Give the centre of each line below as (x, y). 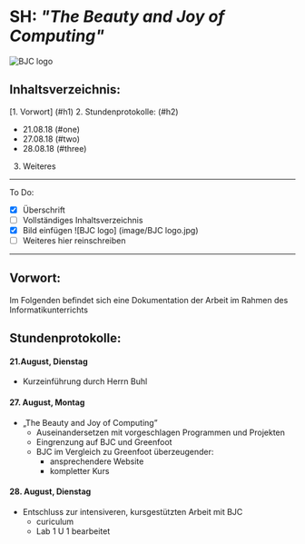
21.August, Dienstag (49, 361)
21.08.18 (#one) (51, 129)
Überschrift (44, 210)
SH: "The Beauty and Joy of (117, 17)
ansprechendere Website (97, 461)
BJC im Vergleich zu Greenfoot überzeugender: (125, 451)
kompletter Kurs (79, 470)
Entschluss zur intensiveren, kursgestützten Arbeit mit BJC (133, 511)
